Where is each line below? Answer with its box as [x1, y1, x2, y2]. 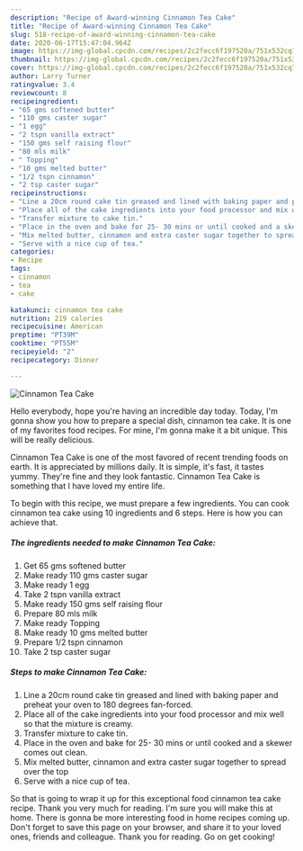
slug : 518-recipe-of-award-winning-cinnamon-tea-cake [10, 30, 217, 39]
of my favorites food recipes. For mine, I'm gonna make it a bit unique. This [10, 425, 289, 435]
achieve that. [10, 516, 58, 527]
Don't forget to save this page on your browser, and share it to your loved [10, 821, 281, 832]
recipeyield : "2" [10, 347, 76, 356]
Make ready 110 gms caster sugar [22, 569, 148, 580]
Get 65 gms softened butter [22, 560, 127, 571]
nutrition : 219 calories [10, 314, 103, 323]
